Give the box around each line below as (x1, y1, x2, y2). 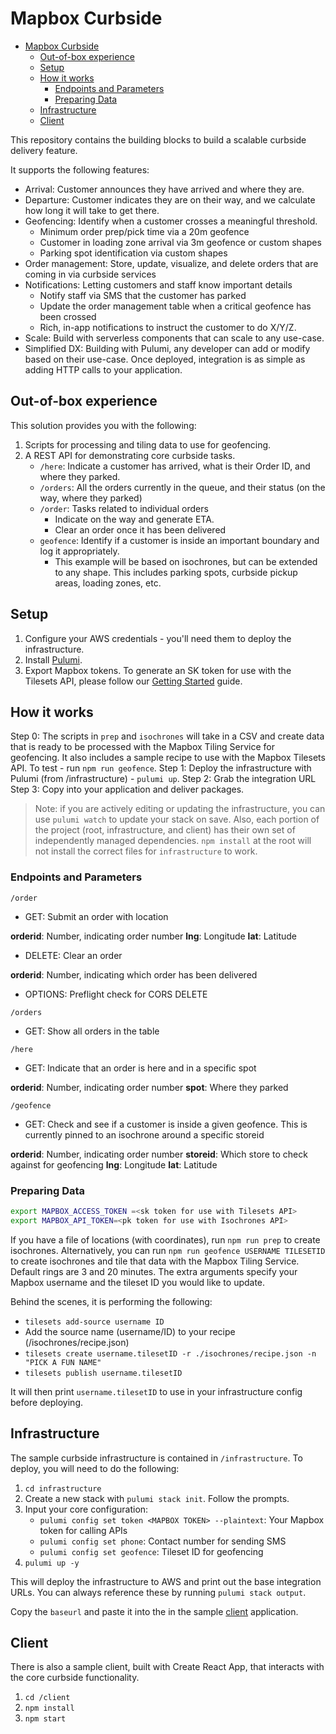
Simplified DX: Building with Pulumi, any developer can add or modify (24, 342, 311, 354)
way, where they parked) (39, 492, 143, 504)
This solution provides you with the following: (10, 419, 197, 431)
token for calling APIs (39, 1524, 128, 1536)
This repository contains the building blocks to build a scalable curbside (10, 133, 307, 146)
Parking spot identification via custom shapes (39, 247, 228, 259)
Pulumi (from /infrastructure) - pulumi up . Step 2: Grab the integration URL (10, 773, 317, 785)
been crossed (39, 310, 97, 322)
